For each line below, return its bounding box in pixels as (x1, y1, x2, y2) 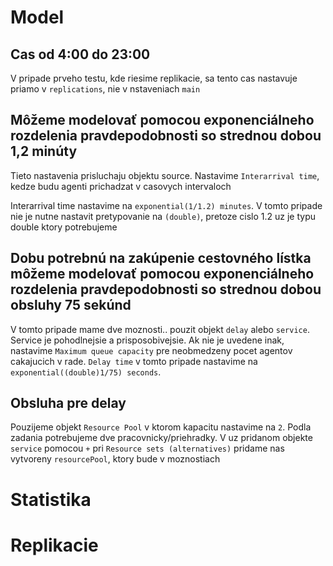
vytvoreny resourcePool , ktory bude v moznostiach (10, 453, 221, 465)
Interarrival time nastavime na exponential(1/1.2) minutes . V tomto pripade (10, 199, 323, 211)
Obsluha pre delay (10, 395, 127, 412)
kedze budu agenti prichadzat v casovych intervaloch (10, 180, 232, 192)
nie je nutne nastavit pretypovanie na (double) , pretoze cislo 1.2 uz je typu (10, 210, 317, 222)
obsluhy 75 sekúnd (10, 297, 132, 314)
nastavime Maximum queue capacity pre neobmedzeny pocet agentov (10, 344, 293, 356)
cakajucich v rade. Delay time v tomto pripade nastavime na (10, 355, 258, 367)
